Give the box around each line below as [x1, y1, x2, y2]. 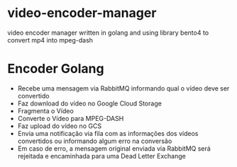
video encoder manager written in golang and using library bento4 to [7, 28, 209, 37]
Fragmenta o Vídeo [17, 106, 75, 115]
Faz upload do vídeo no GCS [17, 122, 101, 130]
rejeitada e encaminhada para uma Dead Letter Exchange [17, 151, 186, 160]
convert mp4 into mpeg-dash [7, 35, 94, 44]
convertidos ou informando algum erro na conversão [17, 137, 172, 145]
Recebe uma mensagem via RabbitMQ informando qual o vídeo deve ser [17, 83, 230, 93]
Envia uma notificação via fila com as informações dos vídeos [17, 129, 199, 137]
